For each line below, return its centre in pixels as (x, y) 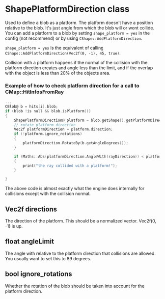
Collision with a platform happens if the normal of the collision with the (76, 62)
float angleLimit (29, 242)
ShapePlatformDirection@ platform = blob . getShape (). (70, 120)
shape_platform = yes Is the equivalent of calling (55, 48)
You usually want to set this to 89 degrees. (48, 258)
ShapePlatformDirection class (68, 9)
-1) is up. (14, 226)
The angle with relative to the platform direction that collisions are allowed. (81, 253)
